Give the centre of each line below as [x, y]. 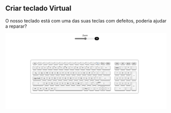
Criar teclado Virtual [38, 8]
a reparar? [16, 26]
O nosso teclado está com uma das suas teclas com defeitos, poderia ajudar [86, 20]
